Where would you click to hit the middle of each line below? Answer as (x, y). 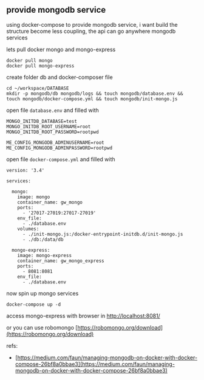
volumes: (28, 229)
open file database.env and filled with (53, 110)
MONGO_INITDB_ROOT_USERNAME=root (49, 126)
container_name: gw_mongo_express (61, 261)
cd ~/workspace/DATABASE (38, 88)
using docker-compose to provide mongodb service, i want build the (92, 24)
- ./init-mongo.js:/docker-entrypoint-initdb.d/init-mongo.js (103, 234)
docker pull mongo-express (40, 66)
